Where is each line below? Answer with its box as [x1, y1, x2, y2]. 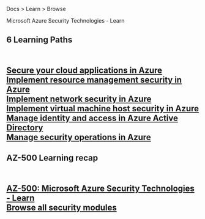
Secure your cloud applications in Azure [6, 65, 163, 75]
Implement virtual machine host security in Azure [6, 103, 199, 114]
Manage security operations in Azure [6, 132, 151, 143]
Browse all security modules [6, 202, 117, 213]
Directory [6, 122, 43, 133]
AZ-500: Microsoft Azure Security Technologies [6, 183, 195, 193]
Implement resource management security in [6, 75, 182, 85]
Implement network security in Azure [6, 94, 152, 104]
